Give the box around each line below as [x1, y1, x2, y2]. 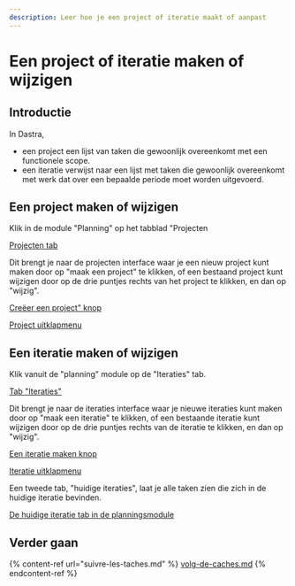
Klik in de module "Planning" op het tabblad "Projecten [9, 223, 208, 234]
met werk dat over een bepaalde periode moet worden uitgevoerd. [21, 173, 264, 184]
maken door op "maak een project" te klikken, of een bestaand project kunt [9, 266, 284, 277]
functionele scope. [21, 155, 91, 166]
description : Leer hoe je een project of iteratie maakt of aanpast [9, 12, 267, 22]
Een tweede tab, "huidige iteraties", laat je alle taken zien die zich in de [9, 483, 267, 494]
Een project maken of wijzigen [9, 200, 179, 215]
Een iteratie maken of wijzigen [9, 345, 178, 360]
